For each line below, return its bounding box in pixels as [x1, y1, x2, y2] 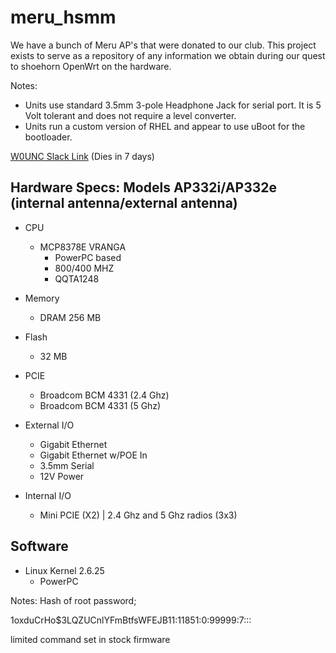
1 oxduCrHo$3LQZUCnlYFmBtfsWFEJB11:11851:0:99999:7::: [10, 614, 252, 626]
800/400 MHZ [54, 262, 115, 274]
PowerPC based [54, 251, 122, 263]
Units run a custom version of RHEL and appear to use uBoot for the [24, 120, 306, 132]
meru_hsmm [10, 6, 117, 29]
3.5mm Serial [39, 459, 95, 471]
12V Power [39, 470, 85, 482]
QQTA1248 [54, 272, 100, 285]
